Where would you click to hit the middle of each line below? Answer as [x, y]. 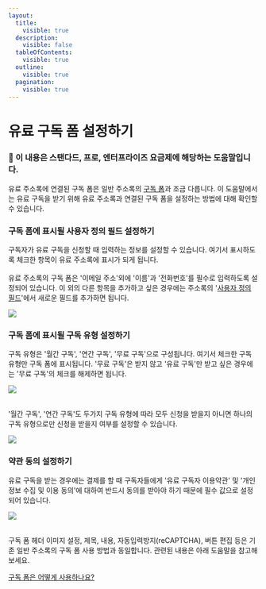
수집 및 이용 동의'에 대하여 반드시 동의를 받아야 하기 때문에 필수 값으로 [131, 490]
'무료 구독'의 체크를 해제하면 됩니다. [71, 374]
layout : [21, 15]
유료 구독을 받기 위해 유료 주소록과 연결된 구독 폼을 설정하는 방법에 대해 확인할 [137, 198]
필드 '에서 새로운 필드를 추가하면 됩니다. [69, 298]
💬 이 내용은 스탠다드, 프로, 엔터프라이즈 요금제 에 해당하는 [110, 158]
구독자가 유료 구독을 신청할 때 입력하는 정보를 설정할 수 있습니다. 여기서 [118, 250]
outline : [30, 67]
